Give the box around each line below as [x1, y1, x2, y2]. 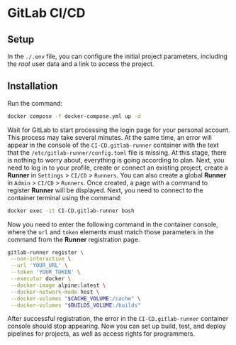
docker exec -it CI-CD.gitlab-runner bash [7, 207, 135, 214]
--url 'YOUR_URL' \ [10, 262, 69, 269]
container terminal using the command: [7, 193, 122, 202]
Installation [7, 80, 58, 92]
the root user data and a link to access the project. [7, 60, 154, 68]
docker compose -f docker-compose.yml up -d [7, 112, 141, 120]
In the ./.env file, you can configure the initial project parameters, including [7, 52, 228, 60]
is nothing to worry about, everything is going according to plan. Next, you [7, 155, 225, 164]
